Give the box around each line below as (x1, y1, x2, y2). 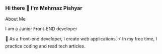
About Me (5, 16, 26, 22)
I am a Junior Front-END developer (5, 26, 77, 32)
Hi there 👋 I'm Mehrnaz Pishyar (5, 5, 83, 12)
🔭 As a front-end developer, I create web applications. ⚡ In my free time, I (5, 36, 157, 42)
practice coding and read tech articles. (5, 43, 86, 49)
